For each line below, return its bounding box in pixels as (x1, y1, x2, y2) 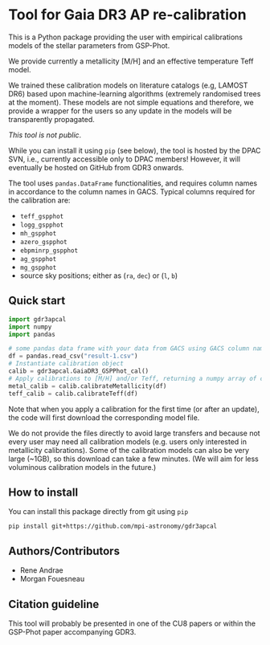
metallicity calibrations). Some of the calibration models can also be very (8, 445, 250, 455)
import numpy (8, 323, 52, 331)
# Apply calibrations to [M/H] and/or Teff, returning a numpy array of (8, 374, 257, 382)
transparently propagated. (8, 114, 95, 124)
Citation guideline (8, 597, 100, 611)
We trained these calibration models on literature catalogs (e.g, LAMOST (8, 80, 248, 90)
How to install (8, 485, 79, 499)
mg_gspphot (19, 263, 57, 271)
